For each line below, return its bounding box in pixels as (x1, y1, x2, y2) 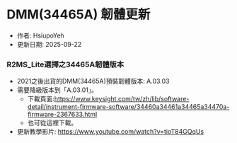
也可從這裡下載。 (27, 118, 78, 127)
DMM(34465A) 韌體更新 (6, 6, 151, 23)
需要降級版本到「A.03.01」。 (16, 86, 98, 94)
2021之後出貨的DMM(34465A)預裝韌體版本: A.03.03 (16, 77, 170, 86)
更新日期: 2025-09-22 (16, 40, 82, 48)
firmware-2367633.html (27, 110, 98, 119)
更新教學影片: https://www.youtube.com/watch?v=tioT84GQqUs (16, 127, 204, 136)
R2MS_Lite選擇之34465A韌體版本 (6, 59, 125, 69)
